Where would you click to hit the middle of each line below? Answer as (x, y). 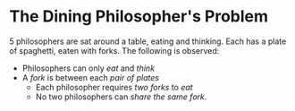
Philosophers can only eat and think (88, 68)
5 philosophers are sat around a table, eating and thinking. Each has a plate (148, 41)
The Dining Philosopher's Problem (139, 17)
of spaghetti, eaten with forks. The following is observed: (114, 50)
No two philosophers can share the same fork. (121, 97)
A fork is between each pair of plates (90, 77)
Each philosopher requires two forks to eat (114, 87)
